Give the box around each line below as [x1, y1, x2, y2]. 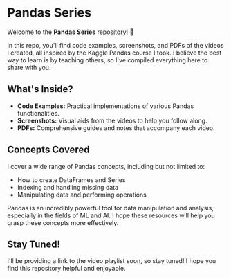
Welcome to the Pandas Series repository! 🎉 [7, 28, 134, 36]
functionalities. [17, 109, 60, 117]
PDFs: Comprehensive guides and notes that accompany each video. [17, 123, 216, 132]
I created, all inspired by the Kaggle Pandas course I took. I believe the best [7, 48, 222, 57]
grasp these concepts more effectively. [7, 218, 119, 226]
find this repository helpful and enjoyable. [7, 264, 126, 273]
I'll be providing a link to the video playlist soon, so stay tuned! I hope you [7, 257, 216, 265]
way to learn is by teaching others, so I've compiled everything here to [7, 55, 208, 64]
